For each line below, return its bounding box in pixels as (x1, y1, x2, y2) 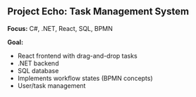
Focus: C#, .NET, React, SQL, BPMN (7, 24, 113, 32)
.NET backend (17, 59, 59, 67)
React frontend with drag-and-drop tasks (17, 51, 137, 60)
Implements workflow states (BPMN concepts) (17, 74, 153, 82)
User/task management (17, 81, 86, 90)
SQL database (17, 66, 59, 75)
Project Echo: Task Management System (7, 6, 189, 18)
